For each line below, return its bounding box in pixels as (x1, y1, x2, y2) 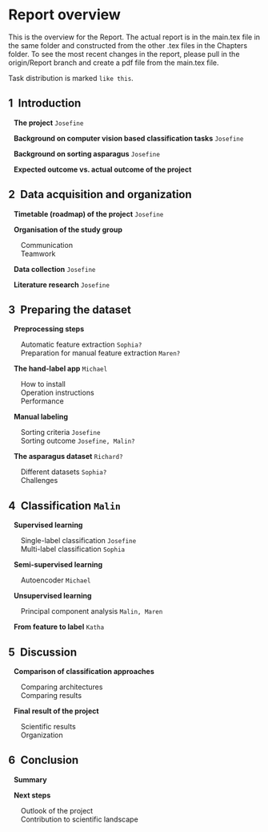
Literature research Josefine (13, 279, 110, 290)
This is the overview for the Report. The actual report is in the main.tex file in (8, 32, 261, 42)
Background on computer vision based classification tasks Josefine (13, 133, 244, 143)
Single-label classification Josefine (20, 536, 137, 546)
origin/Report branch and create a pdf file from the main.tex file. (8, 58, 219, 67)
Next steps (13, 790, 51, 800)
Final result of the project (13, 706, 99, 716)
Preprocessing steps (13, 324, 85, 334)
